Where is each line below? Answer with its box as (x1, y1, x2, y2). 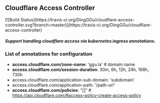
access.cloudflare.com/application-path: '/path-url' (12, 82, 115, 88)
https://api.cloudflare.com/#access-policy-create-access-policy (12, 92, 142, 99)
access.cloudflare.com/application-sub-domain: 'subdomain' (12, 77, 135, 83)
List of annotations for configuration (5, 51, 93, 57)
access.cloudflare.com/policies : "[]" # (12, 87, 91, 93)
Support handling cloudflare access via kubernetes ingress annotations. (5, 38, 156, 44)
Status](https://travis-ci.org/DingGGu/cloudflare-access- (20, 17, 135, 22)
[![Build (5, 17, 20, 22)
